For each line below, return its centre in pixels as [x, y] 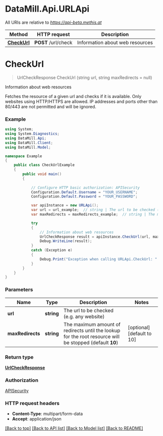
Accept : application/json [37, 419]
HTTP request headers [32, 404]
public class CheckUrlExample [44, 165]
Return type [19, 357]
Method [19, 34]
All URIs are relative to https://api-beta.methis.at [53, 22]
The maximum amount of [92, 324]
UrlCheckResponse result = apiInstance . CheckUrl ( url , [95, 237]
